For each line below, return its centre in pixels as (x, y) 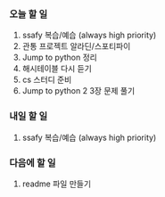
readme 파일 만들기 (57, 184)
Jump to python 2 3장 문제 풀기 (78, 91)
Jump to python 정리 (60, 57)
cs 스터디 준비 (47, 80)
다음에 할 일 (33, 162)
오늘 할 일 (28, 13)
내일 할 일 (28, 116)
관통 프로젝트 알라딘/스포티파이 (76, 46)
